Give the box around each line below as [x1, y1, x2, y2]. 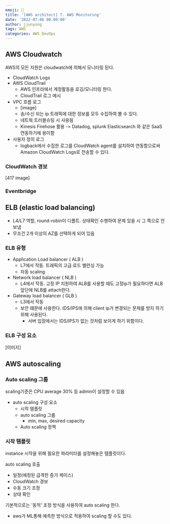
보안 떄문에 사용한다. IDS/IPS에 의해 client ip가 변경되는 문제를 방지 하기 [20, 305, 164, 312]
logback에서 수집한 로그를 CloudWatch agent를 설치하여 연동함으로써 [20, 142, 160, 149]
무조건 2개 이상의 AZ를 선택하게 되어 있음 [12, 230, 95, 236]
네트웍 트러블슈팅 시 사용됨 [20, 117, 74, 123]
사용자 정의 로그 [12, 136, 44, 142]
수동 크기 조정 [12, 485, 40, 491]
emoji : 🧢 [5, 7, 24, 13]
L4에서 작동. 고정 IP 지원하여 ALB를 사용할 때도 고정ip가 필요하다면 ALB [20, 280, 163, 287]
